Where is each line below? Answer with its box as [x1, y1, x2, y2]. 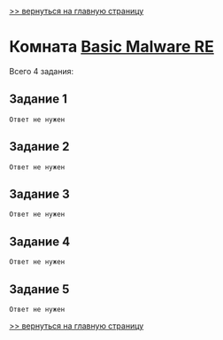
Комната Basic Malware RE [9, 37, 214, 57]
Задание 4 [9, 234, 71, 249]
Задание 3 [9, 186, 70, 201]
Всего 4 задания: [9, 66, 74, 76]
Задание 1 [9, 91, 68, 107]
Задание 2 [9, 139, 70, 154]
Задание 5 [9, 282, 70, 297]
